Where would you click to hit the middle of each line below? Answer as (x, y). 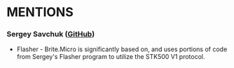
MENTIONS (40, 12)
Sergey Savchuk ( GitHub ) (51, 34)
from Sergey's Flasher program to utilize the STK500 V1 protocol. (111, 57)
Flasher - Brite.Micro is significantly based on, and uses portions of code (122, 49)
